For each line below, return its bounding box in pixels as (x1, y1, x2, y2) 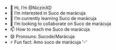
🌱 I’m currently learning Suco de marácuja (9, 15, 96, 21)
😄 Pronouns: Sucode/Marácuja (9, 33, 75, 39)
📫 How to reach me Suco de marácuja (9, 26, 90, 32)
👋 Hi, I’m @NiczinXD (9, 5, 52, 10)
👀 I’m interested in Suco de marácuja (9, 10, 86, 16)
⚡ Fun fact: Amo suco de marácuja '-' (9, 39, 87, 45)
